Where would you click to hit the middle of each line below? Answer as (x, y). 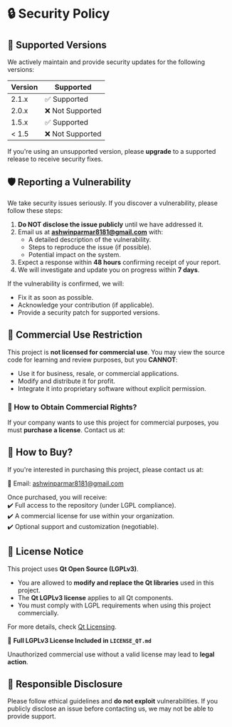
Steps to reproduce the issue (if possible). (90, 247)
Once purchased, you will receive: (57, 497)
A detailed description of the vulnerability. (90, 239)
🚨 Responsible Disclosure (65, 684)
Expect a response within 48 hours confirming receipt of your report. (119, 262)
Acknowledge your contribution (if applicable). (86, 305)
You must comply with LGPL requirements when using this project (114, 605)
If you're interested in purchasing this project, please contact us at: (106, 469)
